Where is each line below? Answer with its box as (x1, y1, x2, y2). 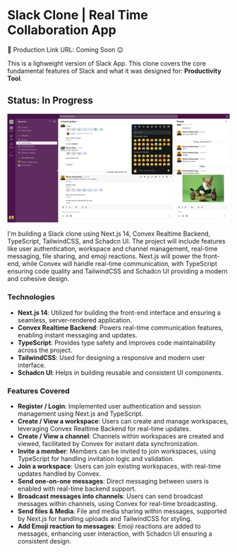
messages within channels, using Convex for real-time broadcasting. (17, 499, 217, 508)
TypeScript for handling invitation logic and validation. (17, 454, 175, 462)
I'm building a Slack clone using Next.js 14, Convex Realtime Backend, (7, 229, 211, 238)
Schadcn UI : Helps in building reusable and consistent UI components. (17, 368, 224, 377)
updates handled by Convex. (17, 469, 101, 478)
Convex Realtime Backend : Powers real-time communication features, (17, 323, 224, 332)
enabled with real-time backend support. (17, 484, 136, 493)
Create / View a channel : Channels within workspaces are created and (17, 431, 224, 440)
